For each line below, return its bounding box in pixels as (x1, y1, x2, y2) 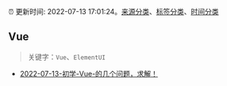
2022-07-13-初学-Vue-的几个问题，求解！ (19, 69, 159, 78)
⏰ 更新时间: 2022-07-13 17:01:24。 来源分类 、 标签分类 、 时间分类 (8, 7, 220, 16)
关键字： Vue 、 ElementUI (27, 52, 106, 62)
